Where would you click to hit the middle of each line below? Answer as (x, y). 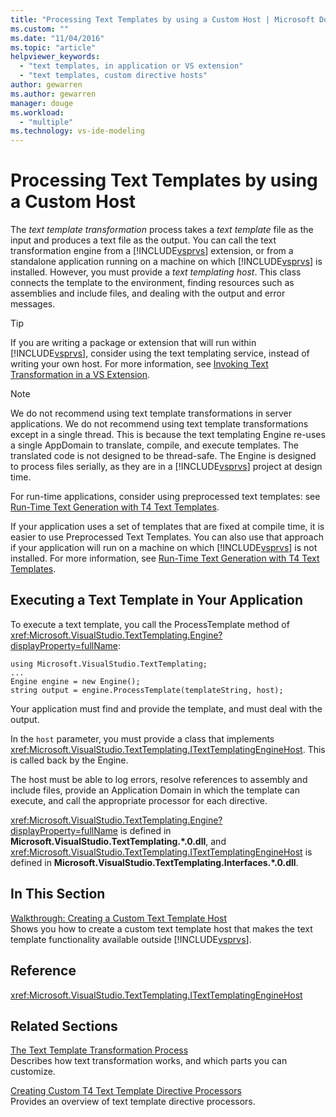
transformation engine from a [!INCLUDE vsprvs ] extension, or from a (152, 251)
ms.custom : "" (40, 29)
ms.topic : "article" (53, 47)
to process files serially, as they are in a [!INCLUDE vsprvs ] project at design (166, 467)
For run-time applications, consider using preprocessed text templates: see (165, 497)
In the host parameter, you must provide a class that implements (142, 738)
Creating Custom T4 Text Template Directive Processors (126, 1091)
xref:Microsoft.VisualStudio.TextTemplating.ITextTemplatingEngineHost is (161, 852)
